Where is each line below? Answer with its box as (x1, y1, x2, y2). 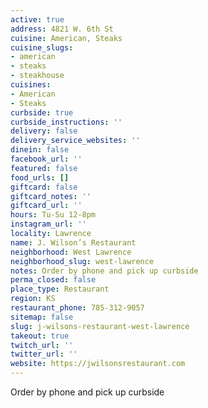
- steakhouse (10, 71, 65, 81)
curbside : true (10, 107, 74, 118)
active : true (10, 14, 65, 25)
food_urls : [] (10, 172, 70, 183)
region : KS (10, 294, 56, 304)
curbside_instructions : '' (10, 117, 123, 127)
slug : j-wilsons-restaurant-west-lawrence (10, 321, 190, 331)
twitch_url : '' (10, 340, 74, 350)
